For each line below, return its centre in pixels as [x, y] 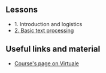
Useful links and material [53, 49]
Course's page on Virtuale [46, 63]
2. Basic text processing [44, 30]
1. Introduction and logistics [48, 24]
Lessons [22, 10]
